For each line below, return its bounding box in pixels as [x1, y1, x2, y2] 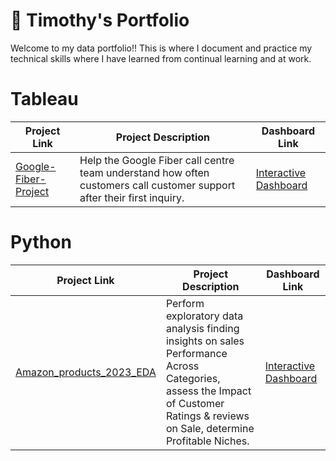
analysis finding [165, 321, 240, 335]
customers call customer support [79, 178, 236, 192]
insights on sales [165, 334, 245, 348]
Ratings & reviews [165, 409, 250, 423]
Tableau [10, 88, 79, 111]
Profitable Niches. [165, 434, 250, 448]
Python [10, 231, 72, 254]
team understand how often [79, 165, 210, 179]
